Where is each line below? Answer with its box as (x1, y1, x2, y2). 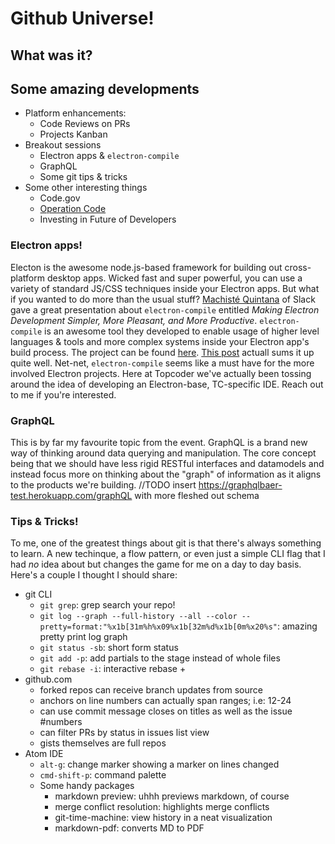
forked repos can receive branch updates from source (39, 684, 263, 696)
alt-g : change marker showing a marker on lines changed (39, 758, 280, 771)
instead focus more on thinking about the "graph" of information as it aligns (10, 468, 322, 480)
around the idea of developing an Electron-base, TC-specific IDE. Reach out (10, 378, 324, 390)
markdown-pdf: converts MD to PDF (54, 822, 205, 834)
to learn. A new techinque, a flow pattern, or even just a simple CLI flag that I (10, 548, 326, 560)
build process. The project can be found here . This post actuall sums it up (10, 346, 315, 358)
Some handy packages (39, 780, 135, 792)
